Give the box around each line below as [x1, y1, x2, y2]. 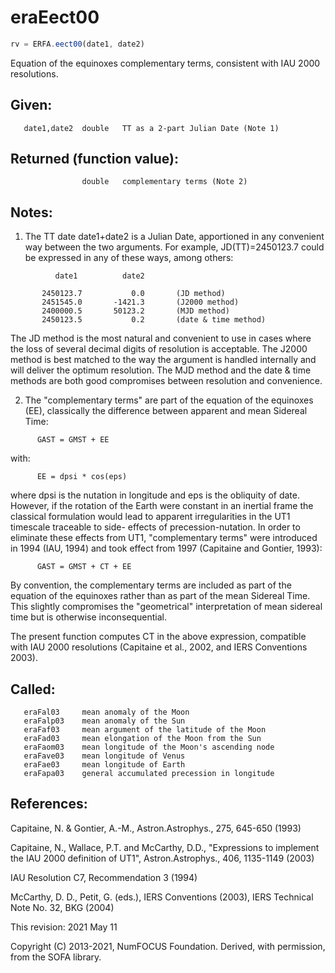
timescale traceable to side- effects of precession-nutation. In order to [10, 521, 301, 533]
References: [10, 796, 88, 813]
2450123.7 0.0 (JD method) [41, 289, 226, 299]
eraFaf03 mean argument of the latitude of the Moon [23, 725, 267, 735]
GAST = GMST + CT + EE [36, 562, 132, 572]
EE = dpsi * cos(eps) [36, 472, 128, 482]
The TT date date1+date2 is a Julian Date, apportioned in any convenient [24, 231, 325, 243]
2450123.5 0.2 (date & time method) [41, 315, 267, 325]
